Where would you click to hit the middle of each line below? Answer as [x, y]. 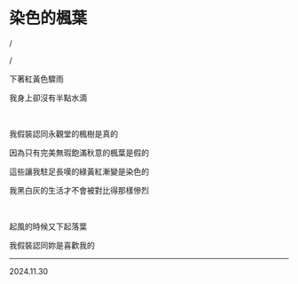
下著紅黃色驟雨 [36, 79]
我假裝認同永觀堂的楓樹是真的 [63, 133]
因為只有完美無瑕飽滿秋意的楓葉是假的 [79, 153]
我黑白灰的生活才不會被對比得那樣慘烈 [79, 190]
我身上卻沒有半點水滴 [48, 98]
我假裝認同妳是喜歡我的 [52, 245]
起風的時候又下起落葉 [48, 226]
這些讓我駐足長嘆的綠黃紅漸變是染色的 [79, 171]
